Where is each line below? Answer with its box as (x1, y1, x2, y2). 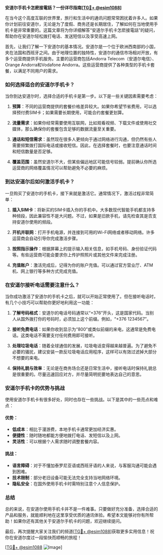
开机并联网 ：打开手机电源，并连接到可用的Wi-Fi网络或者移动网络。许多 (12, 229, 155, 235)
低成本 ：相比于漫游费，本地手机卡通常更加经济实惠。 (12, 427, 119, 432)
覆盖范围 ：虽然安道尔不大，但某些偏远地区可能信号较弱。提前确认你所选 (12, 159, 157, 165)
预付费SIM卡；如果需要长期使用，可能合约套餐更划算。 (16, 109, 127, 116)
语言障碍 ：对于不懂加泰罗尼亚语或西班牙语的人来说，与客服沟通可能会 (12, 462, 153, 468)
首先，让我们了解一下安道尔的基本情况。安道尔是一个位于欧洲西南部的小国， (5, 44, 158, 49)
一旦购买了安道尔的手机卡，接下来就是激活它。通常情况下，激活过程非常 (5, 190, 149, 196)
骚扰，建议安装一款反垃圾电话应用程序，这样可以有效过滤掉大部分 (25, 349, 157, 355)
